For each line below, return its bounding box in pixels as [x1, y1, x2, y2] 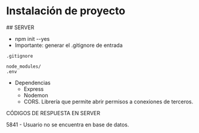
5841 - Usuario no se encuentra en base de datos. [6, 121, 129, 128]
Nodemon [23, 91, 49, 99]
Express [23, 85, 44, 93]
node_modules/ [6, 64, 42, 69]
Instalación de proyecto [6, 4, 126, 18]
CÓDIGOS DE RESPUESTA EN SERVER [6, 109, 101, 116]
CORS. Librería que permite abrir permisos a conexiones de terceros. [23, 98, 194, 105]
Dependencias [14, 79, 51, 86]
